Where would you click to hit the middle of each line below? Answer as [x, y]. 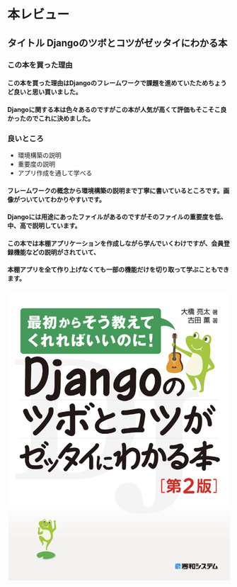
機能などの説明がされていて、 [57, 252]
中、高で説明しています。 [44, 226]
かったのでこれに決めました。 [51, 118]
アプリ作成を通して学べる [55, 173]
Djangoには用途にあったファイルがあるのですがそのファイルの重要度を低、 [117, 217]
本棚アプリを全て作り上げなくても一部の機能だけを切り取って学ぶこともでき [118, 269]
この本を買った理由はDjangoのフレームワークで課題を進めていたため [108, 83]
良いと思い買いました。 [47, 92]
